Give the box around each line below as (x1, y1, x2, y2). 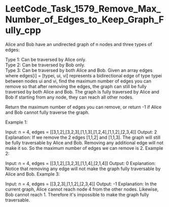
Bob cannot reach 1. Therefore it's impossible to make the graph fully (5, 191, 149, 197)
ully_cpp (5, 25, 41, 36)
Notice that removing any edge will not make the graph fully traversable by (5, 165, 161, 172)
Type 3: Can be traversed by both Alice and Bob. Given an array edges (5, 67, 153, 73)
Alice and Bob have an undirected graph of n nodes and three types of (5, 41, 152, 47)
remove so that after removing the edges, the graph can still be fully (5, 83, 147, 89)
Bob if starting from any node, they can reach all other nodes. (5, 94, 134, 100)
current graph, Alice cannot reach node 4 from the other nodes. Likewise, (5, 186, 159, 192)
